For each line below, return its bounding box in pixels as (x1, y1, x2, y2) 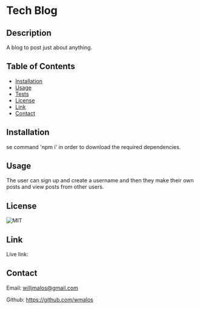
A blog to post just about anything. (6, 44, 93, 51)
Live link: (6, 251, 28, 258)
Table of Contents (6, 61, 76, 71)
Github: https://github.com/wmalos (6, 296, 94, 303)
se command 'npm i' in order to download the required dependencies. (6, 143, 181, 150)
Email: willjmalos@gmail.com (6, 284, 79, 291)
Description (6, 28, 52, 38)
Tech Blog (6, 4, 58, 18)
